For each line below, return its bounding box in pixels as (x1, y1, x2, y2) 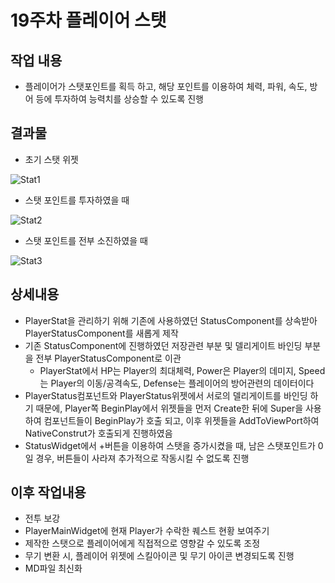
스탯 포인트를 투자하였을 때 (24, 194, 130, 206)
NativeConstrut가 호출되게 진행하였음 (24, 427, 173, 439)
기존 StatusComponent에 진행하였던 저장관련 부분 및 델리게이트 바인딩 (24, 339, 303, 351)
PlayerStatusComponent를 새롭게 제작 (24, 327, 179, 339)
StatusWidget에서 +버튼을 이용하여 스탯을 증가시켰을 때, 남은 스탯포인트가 (24, 439, 316, 451)
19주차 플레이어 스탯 (10, 9, 167, 32)
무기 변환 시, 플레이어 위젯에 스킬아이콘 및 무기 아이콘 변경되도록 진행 (24, 550, 295, 562)
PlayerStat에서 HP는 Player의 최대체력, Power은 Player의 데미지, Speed (39, 364, 326, 376)
